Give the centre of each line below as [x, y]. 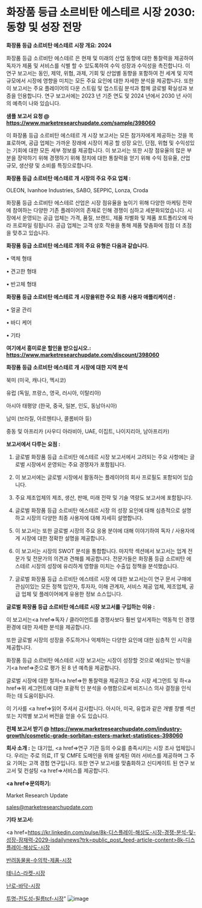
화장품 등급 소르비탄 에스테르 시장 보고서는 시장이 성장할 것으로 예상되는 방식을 [99, 660]
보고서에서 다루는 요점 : [33, 444]
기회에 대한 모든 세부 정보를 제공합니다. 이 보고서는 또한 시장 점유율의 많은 [99, 150]
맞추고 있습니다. [31, 233]
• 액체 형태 [19, 258]
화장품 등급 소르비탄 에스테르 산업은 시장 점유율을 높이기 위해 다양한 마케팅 [94, 202]
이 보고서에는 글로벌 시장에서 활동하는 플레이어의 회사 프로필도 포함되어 [98, 477]
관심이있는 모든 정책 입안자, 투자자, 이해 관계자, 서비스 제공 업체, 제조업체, [101, 586]
